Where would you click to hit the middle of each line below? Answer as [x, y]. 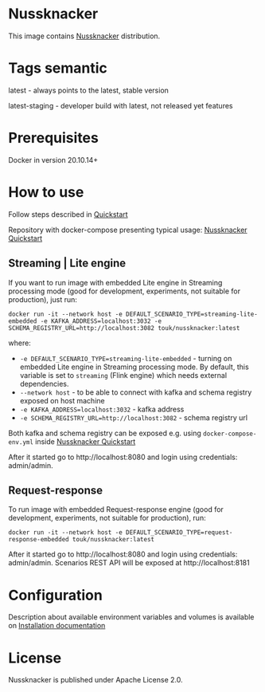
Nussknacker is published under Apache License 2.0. [95, 680]
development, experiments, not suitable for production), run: [107, 518]
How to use [46, 192]
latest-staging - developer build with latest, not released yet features [121, 105]
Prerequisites [54, 138]
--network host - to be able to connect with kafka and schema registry [136, 392]
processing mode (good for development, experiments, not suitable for [125, 291]
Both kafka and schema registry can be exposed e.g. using [105, 433]
